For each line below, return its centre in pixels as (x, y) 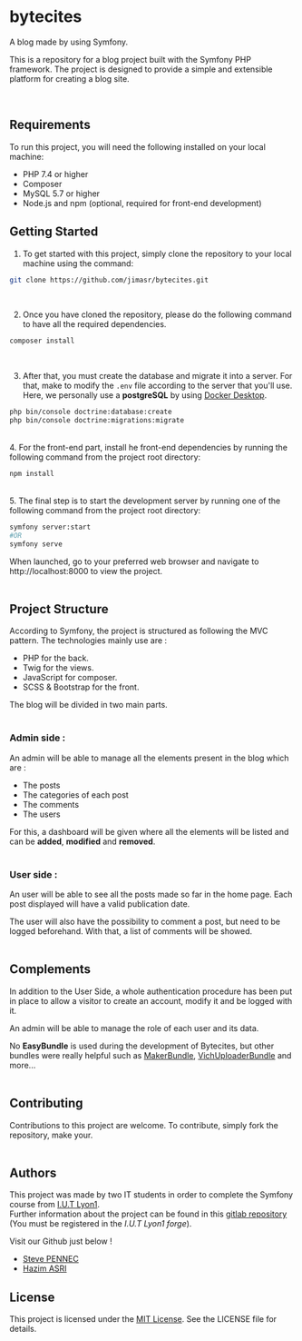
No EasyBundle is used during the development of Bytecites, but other (142, 1046)
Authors (33, 1172)
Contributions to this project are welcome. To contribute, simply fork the (144, 1125)
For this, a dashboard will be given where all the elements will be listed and (149, 831)
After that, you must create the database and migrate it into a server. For (157, 376)
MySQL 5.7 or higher (61, 194)
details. (23, 1329)
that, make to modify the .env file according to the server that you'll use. (157, 386)
